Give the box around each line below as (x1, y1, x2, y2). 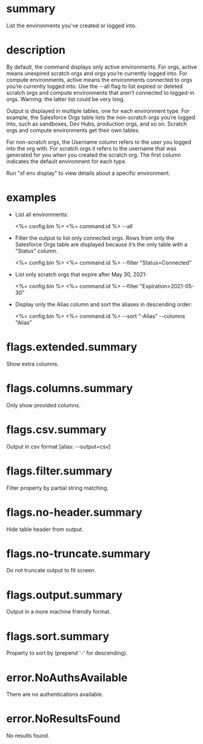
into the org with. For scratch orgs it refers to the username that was (6, 144, 177, 152)
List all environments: (15, 211, 68, 218)
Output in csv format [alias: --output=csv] (6, 442, 111, 450)
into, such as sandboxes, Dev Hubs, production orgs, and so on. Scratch (6, 120, 187, 127)
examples (6, 191, 56, 205)
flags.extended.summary (6, 340, 138, 354)
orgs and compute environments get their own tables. (6, 126, 141, 134)
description (6, 43, 65, 57)
